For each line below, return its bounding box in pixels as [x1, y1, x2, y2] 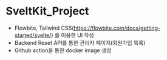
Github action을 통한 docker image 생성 [14, 47, 112, 54]
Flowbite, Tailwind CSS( [14, 24, 74, 32]
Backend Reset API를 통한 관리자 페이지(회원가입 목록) [14, 39, 146, 46]
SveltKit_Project [5, 4, 89, 18]
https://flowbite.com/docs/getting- [73, 24, 161, 32]
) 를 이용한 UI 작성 [50, 32, 95, 39]
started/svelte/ [14, 32, 52, 39]
